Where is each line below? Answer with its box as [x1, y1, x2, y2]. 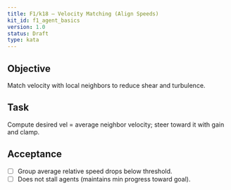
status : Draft [7, 30, 49, 37]
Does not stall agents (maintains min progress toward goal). [17, 175, 191, 183]
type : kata [7, 37, 39, 44]
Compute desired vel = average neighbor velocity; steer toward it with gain [7, 120, 225, 129]
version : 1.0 [7, 23, 46, 30]
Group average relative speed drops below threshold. [17, 167, 173, 175]
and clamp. [7, 127, 40, 136]
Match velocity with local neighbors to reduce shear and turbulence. [7, 81, 206, 89]
